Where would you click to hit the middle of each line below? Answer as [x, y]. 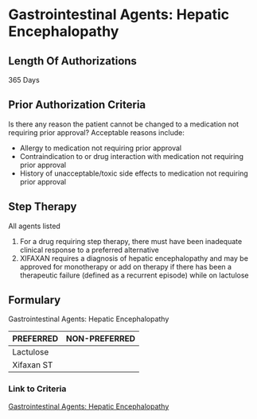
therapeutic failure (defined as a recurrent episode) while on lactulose [134, 275]
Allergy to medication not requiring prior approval [100, 148]
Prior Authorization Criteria [77, 105]
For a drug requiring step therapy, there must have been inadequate [131, 241]
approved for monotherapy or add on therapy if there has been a [126, 266]
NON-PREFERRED [101, 339]
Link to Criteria [37, 389]
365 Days [24, 80]
